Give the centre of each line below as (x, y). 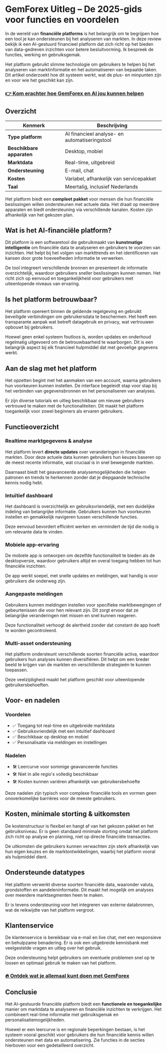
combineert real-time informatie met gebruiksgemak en (62, 1015)
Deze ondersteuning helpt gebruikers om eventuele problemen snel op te (80, 958)
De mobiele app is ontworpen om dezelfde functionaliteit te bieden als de (80, 555)
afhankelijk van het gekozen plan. (39, 214)
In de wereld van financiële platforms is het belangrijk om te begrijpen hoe (82, 33)
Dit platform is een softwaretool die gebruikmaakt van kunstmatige (74, 242)
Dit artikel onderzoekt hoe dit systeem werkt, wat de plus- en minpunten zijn (83, 75)
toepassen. (17, 670)
